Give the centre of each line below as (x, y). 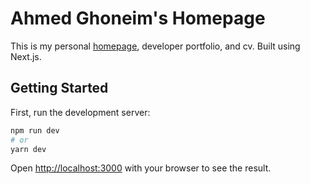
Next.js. (26, 56)
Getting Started (59, 88)
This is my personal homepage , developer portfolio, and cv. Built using (155, 46)
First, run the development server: (80, 112)
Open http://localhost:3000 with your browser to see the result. (141, 168)
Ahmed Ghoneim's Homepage (138, 18)
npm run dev (35, 130)
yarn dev (28, 149)
